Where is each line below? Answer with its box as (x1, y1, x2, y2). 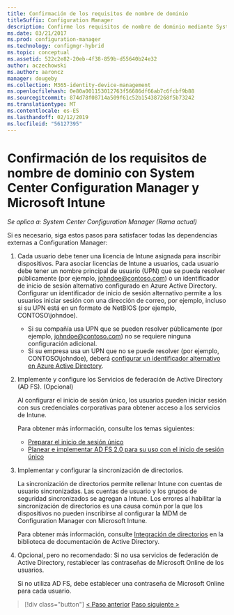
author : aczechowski (7, 62, 68, 69)
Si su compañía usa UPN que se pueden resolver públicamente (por (27, 325, 223, 333)
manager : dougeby (7, 75, 58, 82)
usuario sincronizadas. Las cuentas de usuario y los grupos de (17, 487, 197, 495)
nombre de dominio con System (7, 165, 195, 181)
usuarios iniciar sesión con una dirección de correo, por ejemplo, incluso (17, 297, 226, 305)
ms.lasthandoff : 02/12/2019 (7, 114, 89, 120)
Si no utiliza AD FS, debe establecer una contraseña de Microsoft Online (17, 579, 225, 588)
